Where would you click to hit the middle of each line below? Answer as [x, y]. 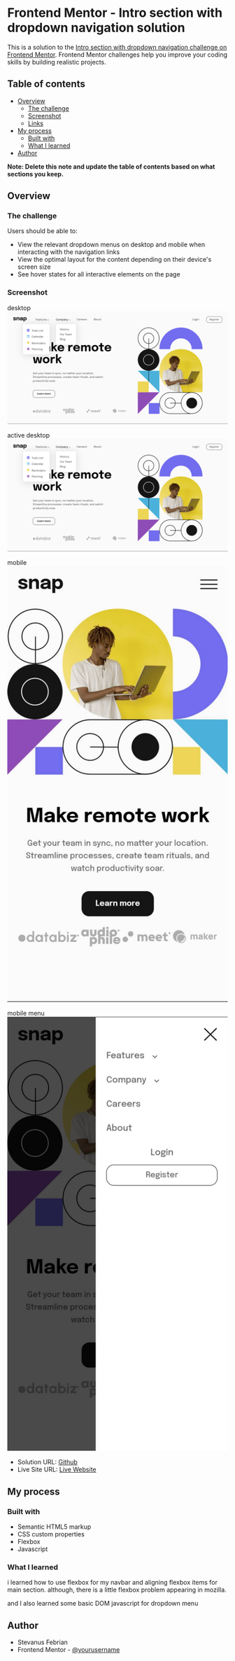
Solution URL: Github [48, 1462]
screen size [34, 267]
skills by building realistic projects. [57, 62]
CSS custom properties [51, 1534]
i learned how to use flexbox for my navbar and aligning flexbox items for [113, 1583]
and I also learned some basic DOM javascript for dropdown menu [103, 1604]
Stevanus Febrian [43, 1642]
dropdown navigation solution [96, 28]
